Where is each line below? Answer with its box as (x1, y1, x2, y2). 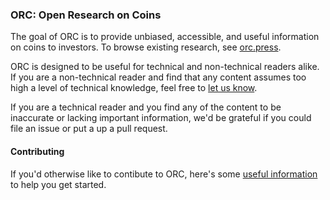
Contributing (10, 145, 65, 157)
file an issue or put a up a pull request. (10, 123, 168, 135)
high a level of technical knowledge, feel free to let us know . (10, 82, 258, 94)
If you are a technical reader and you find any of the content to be (10, 101, 282, 113)
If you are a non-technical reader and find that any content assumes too (10, 71, 307, 83)
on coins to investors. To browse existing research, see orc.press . (10, 41, 282, 53)
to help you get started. (10, 178, 107, 190)
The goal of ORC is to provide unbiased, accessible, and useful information (10, 31, 320, 43)
